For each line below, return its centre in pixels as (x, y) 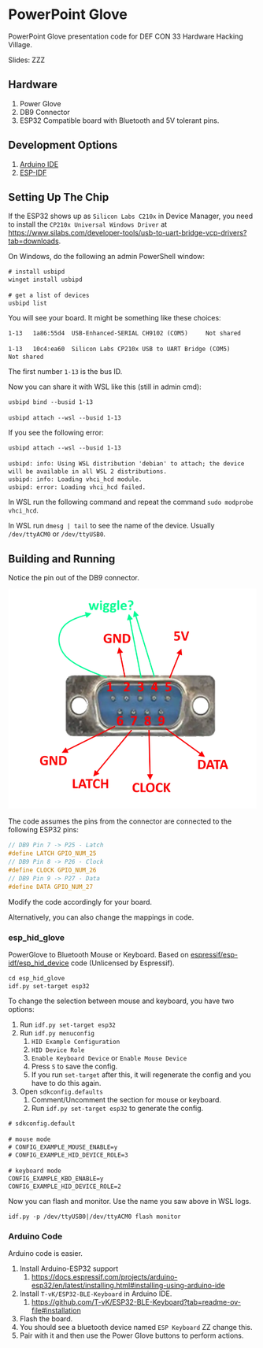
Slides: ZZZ (27, 60)
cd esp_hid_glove (37, 978)
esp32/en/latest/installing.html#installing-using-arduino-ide (128, 1286)
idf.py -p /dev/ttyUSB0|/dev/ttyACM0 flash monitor (94, 1217)
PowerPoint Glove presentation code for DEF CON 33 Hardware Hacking (126, 36)
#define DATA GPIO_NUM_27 (50, 887)
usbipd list (28, 304)
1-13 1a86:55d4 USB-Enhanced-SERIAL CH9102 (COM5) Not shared (125, 333)
